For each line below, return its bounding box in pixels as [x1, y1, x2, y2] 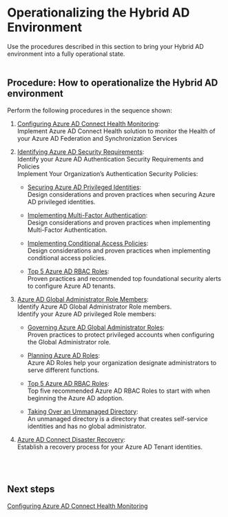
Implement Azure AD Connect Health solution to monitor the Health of [17, 126, 216, 135]
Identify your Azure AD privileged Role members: [17, 309, 156, 318]
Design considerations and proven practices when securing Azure [27, 190, 216, 198]
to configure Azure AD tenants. [27, 282, 116, 290]
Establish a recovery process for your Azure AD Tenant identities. [17, 442, 203, 451]
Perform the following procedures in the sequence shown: [7, 106, 172, 115]
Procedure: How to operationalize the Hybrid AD [7, 77, 218, 89]
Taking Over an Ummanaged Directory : [27, 407, 139, 416]
